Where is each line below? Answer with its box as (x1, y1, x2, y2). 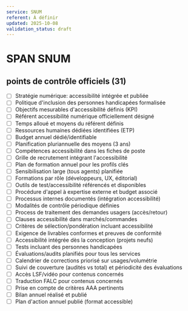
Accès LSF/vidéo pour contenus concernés (15, 270, 124, 278)
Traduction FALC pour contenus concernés (15, 277, 123, 284)
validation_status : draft (6, 26, 72, 32)
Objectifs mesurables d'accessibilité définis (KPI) (15, 106, 138, 113)
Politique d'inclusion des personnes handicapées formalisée (15, 99, 166, 106)
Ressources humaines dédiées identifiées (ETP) (15, 126, 135, 134)
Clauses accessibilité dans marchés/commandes (15, 216, 138, 223)
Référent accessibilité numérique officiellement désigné (15, 113, 155, 120)
